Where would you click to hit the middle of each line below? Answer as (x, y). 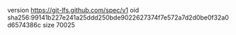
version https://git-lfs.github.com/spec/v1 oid (73, 10)
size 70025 (59, 25)
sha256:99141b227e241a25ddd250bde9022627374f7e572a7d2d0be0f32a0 (118, 17)
